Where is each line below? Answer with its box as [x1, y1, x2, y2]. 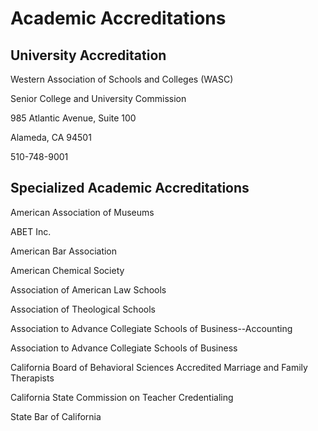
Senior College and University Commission [10, 93, 187, 104]
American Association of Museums [10, 206, 155, 218]
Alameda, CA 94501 [10, 132, 92, 143]
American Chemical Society [10, 264, 125, 276]
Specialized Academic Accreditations [10, 180, 250, 197]
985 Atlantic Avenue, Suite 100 [10, 112, 137, 124]
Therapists [10, 372, 55, 384]
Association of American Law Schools [10, 283, 167, 296]
